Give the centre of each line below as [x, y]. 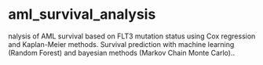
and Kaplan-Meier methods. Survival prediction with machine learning [121, 44]
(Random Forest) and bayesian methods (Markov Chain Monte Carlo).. [122, 52]
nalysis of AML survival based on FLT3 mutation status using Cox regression [132, 36]
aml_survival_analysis [82, 14]
